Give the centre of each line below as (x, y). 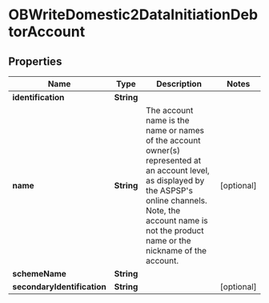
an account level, (177, 170)
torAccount (47, 32)
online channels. (177, 200)
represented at (173, 160)
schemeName (39, 274)
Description (179, 84)
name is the (167, 120)
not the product (175, 230)
